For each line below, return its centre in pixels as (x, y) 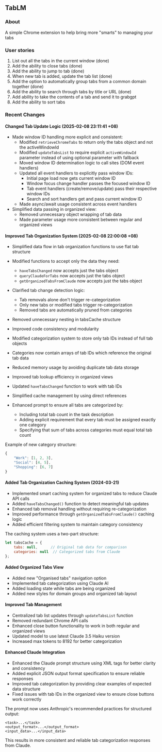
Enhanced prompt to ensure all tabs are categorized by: (68, 405)
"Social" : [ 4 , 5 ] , (32, 463)
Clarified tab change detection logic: (49, 291)
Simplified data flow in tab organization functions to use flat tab (75, 247)
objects (20, 343)
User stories (20, 50)
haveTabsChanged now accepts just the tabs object (69, 271)
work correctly (27, 699)
